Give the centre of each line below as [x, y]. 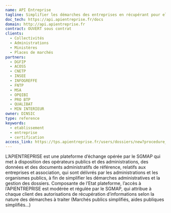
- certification [27, 137]
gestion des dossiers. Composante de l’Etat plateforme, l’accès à [73, 184]
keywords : [16, 123]
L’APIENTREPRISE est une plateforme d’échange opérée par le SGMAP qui [83, 156]
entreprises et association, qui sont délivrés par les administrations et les [82, 172]
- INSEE [18, 76]
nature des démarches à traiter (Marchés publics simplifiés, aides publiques [85, 200]
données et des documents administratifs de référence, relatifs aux [76, 167]
